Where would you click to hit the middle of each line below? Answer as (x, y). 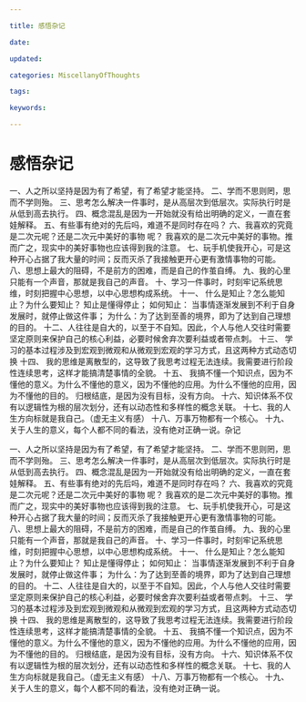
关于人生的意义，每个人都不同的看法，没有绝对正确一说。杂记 (125, 430)
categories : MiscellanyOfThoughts (75, 75)
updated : (26, 59)
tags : (20, 92)
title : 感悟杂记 (37, 25)
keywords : (28, 108)
